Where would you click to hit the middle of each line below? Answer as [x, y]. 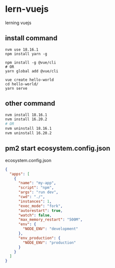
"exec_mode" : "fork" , [40, 206]
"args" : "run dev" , [38, 192]
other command [30, 104]
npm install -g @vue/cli [31, 63]
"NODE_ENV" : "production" [50, 242]
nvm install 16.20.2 [26, 119]
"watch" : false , [35, 215]
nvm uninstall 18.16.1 [28, 129]
